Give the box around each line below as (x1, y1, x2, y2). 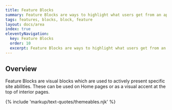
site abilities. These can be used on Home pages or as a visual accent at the (5, 83, 166, 90)
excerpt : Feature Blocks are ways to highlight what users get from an (10, 46, 166, 51)
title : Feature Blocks (5, 7, 54, 13)
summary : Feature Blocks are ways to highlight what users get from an (5, 12, 161, 17)
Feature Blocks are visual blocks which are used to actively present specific (5, 78, 165, 84)
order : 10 (10, 41, 31, 46)
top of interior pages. (5, 89, 50, 95)
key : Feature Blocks (10, 36, 54, 41)
